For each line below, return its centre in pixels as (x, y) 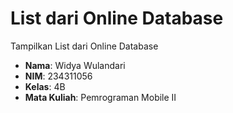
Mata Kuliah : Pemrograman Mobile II (100, 97)
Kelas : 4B (45, 86)
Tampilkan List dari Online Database (84, 46)
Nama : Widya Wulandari (75, 65)
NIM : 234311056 (58, 76)
